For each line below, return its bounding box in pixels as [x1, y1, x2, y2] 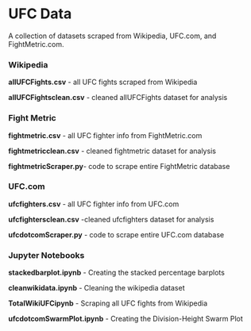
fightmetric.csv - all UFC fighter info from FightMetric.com [8, 130, 203, 140]
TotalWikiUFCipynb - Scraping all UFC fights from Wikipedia [8, 298, 208, 308]
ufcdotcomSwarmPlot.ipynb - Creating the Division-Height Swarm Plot [8, 314, 244, 324]
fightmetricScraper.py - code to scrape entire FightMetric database [8, 161, 230, 171]
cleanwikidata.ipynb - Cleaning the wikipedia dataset [8, 283, 185, 293]
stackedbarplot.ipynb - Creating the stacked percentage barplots [8, 267, 225, 278]
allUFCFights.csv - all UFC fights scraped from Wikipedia [8, 77, 198, 87]
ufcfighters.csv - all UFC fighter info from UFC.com [8, 199, 180, 209]
